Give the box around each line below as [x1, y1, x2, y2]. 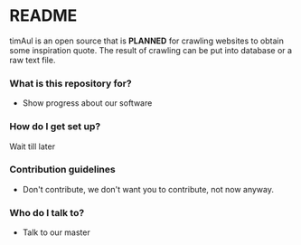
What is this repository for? [9, 77, 133, 90]
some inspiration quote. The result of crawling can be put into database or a [9, 44, 292, 55]
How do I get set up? [9, 120, 101, 133]
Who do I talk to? [9, 206, 85, 219]
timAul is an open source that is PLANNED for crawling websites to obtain [9, 35, 285, 46]
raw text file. [9, 54, 56, 65]
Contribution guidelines [9, 164, 116, 176]
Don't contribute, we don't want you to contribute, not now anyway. [22, 184, 274, 194]
